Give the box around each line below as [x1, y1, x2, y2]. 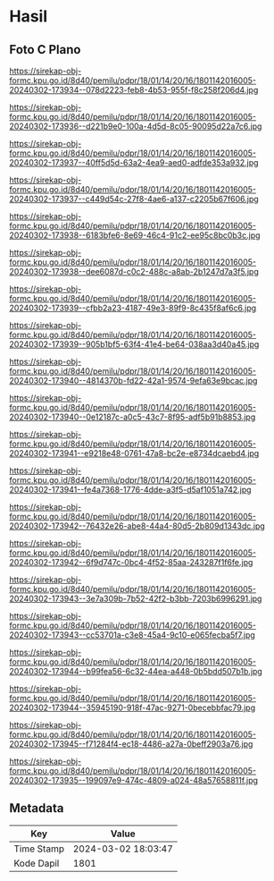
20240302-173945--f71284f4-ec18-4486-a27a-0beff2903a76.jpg [9, 739, 253, 749]
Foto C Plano [9, 42, 81, 57]
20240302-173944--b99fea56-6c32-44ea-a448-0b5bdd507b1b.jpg [9, 666, 263, 676]
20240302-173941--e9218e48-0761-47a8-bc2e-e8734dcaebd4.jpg [9, 448, 260, 458]
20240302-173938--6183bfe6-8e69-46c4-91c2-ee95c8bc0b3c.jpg [9, 230, 261, 241]
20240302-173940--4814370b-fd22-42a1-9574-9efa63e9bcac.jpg [9, 376, 258, 385]
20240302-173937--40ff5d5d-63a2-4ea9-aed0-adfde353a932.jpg [9, 157, 259, 167]
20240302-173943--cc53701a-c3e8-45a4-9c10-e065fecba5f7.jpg [9, 630, 256, 640]
